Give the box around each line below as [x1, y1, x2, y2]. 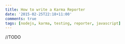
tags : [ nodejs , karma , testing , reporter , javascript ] [5, 21, 121, 26]
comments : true [5, 16, 37, 21]
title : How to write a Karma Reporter [5, 7, 85, 12]
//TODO [5, 34, 21, 40]
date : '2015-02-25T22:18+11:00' [5, 12, 72, 17]
